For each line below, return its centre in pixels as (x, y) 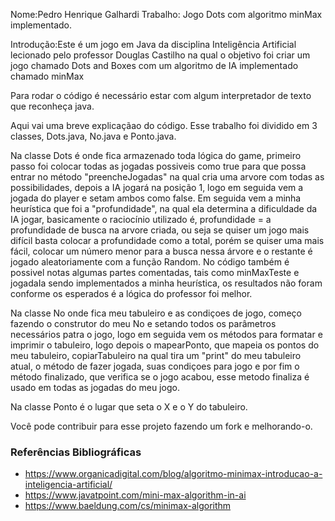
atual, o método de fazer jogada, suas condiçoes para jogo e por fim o (155, 366)
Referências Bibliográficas (76, 452)
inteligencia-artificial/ (68, 485)
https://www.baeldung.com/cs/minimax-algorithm (128, 506)
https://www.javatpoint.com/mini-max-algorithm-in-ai (135, 495)
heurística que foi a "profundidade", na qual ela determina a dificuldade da (164, 208)
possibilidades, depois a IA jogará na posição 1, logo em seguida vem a (157, 187)
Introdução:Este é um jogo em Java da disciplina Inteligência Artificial (153, 44)
